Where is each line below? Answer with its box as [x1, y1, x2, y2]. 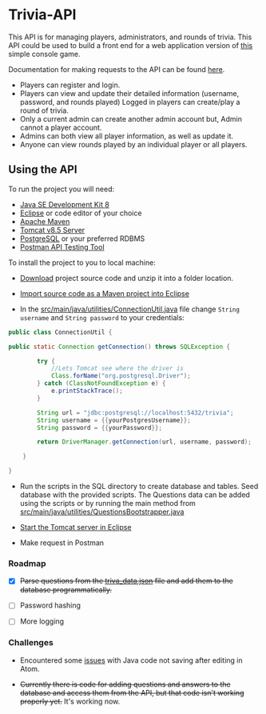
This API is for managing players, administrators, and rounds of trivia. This [8, 32, 252, 42]
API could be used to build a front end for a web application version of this [8, 40, 253, 50]
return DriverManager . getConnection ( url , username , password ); [37, 438, 252, 446]
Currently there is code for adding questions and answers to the [19, 679, 231, 689]
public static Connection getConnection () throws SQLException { [8, 343, 230, 351]
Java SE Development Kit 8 [19, 199, 109, 209]
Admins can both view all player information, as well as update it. [19, 130, 234, 141]
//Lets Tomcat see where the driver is [50, 364, 184, 373]
